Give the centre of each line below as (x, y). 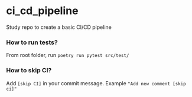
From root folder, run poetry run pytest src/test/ (68, 55)
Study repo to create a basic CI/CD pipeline (59, 27)
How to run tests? (32, 42)
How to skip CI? (29, 71)
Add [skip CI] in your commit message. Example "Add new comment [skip (96, 83)
